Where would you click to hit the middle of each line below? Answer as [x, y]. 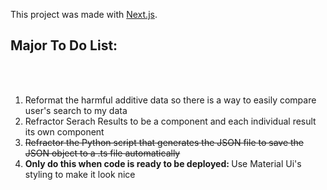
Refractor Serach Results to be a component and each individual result [170, 121]
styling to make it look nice [80, 174]
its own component [64, 131]
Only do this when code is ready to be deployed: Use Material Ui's [163, 163]
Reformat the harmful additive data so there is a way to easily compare [170, 100]
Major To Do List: [64, 45]
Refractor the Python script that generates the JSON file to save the [164, 142]
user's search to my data [76, 110]
